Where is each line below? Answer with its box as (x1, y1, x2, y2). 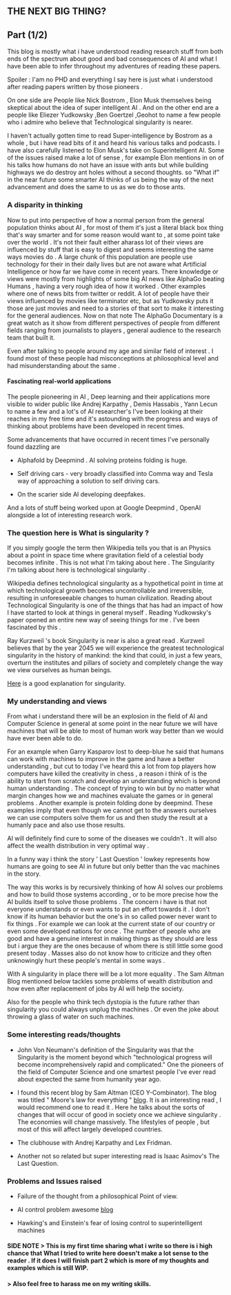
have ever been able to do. (7, 734, 83, 742)
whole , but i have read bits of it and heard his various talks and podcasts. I (7, 139, 220, 147)
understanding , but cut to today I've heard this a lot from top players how (7, 762, 217, 771)
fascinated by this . (7, 623, 61, 631)
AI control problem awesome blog (17, 1205, 114, 1214)
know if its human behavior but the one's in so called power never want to (7, 912, 217, 921)
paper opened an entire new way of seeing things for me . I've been (7, 616, 200, 624)
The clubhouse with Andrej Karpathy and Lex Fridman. (17, 1138, 172, 1147)
